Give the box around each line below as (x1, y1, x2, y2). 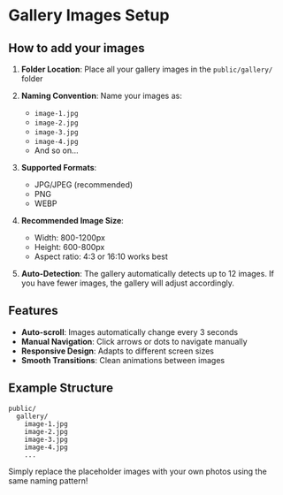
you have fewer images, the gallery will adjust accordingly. (20, 278, 235, 288)
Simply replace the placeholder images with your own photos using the (8, 466, 267, 476)
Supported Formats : (20, 163, 97, 172)
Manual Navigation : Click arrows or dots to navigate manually (20, 336, 249, 346)
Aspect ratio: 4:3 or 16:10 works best (34, 251, 169, 262)
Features (8, 303, 58, 318)
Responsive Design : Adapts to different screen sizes (20, 346, 214, 356)
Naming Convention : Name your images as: (20, 90, 182, 101)
